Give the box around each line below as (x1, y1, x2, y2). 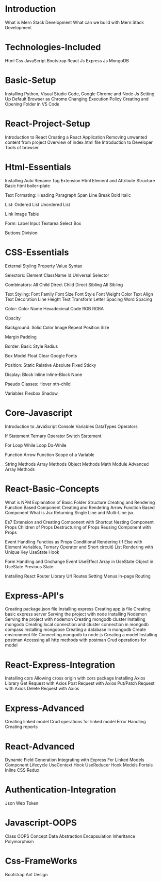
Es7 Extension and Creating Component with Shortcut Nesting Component (5, 519, 154, 525)
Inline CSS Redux (5, 767, 40, 773)
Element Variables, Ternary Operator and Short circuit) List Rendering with (5, 544, 154, 550)
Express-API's (5, 590, 64, 601)
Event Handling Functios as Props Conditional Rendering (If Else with (5, 539, 143, 544)
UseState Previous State (5, 563, 54, 569)
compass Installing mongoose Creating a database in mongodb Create (5, 627, 146, 632)
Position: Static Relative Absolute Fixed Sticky (5, 362, 97, 368)
